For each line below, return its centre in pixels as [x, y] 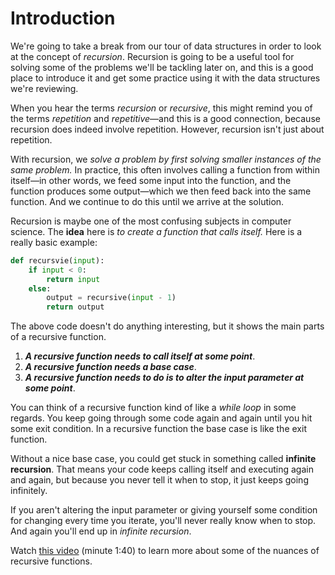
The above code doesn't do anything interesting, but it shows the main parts [167, 326]
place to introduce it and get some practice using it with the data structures [165, 78]
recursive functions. [51, 561]
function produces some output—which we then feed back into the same [161, 191]
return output [75, 307]
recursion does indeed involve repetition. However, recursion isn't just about [167, 129]
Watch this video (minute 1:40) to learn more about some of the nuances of [165, 551]
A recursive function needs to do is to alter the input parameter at [164, 378]
